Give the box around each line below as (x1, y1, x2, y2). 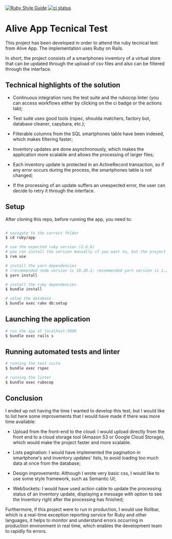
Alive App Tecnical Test (5, 23, 108, 34)
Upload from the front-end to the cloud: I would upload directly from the (12, 428, 165, 434)
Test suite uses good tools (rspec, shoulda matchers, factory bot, (12, 115, 151, 121)
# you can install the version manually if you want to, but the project (5, 249, 166, 255)
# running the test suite (5, 361, 60, 366)
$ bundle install (5, 287, 42, 292)
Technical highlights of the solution (5, 81, 120, 90)
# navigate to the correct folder (5, 231, 79, 236)
